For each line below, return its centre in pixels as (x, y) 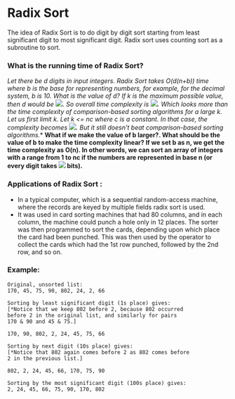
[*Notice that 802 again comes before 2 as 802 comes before (99, 352)
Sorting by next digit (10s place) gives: (70, 346)
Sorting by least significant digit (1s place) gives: (89, 303)
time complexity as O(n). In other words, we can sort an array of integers (115, 150)
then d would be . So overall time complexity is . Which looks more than (117, 104)
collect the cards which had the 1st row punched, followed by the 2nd (118, 244)
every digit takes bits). (45, 166)
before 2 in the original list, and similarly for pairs (92, 315)
